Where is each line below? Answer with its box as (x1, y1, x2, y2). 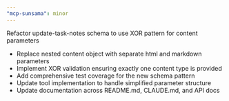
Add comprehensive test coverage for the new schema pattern (16, 71, 195, 80)
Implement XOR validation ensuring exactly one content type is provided (16, 64, 222, 72)
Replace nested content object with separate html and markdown (16, 49, 202, 58)
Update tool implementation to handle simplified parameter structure (16, 78, 212, 87)
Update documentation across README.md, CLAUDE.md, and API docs (16, 86, 220, 94)
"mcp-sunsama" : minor (6, 10, 69, 17)
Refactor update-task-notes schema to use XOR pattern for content (6, 29, 198, 37)
